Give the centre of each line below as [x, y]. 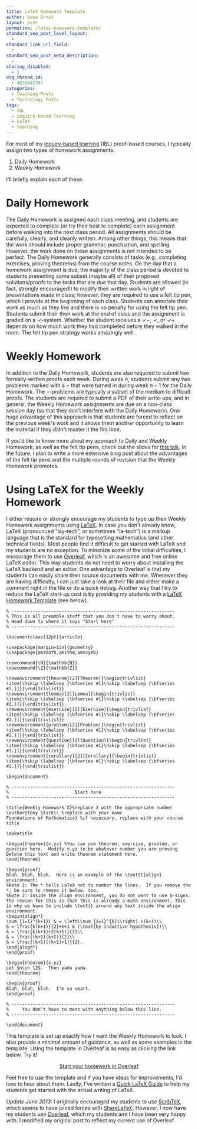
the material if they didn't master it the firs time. [64, 429]
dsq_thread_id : [25, 77]
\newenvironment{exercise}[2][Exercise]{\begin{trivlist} [79, 709]
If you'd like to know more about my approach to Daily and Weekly [87, 440]
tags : [13, 105]
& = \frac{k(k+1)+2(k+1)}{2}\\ [44, 931]
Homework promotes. [32, 466]
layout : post [22, 22]
